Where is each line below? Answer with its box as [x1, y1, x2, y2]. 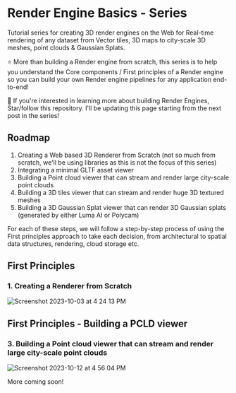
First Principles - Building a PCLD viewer [7, 317, 188, 329]
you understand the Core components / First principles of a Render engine [7, 67, 223, 76]
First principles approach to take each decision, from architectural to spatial [7, 232, 227, 240]
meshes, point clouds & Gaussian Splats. [7, 43, 125, 52]
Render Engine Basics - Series [7, 5, 188, 21]
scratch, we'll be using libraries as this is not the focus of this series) [17, 158, 217, 167]
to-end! [7, 83, 30, 91]
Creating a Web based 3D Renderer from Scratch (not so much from [17, 151, 216, 159]
